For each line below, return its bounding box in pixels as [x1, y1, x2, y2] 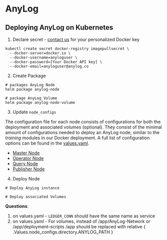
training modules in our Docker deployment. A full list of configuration [5, 135, 150, 141]
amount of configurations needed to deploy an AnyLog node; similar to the [5, 130, 160, 135]
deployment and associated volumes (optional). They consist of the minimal [5, 124, 162, 130]
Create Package [12, 73, 46, 79]
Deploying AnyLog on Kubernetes [5, 23, 114, 32]
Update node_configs [12, 109, 56, 115]
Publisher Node [12, 166, 45, 172]
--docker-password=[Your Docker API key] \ [10, 59, 102, 65]
